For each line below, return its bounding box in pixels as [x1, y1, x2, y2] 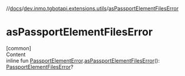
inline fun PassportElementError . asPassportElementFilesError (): [6, 57, 160, 64]
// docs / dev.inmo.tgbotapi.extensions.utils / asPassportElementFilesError [6, 5, 179, 12]
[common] [6, 44, 31, 51]
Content [6, 51, 26, 58]
